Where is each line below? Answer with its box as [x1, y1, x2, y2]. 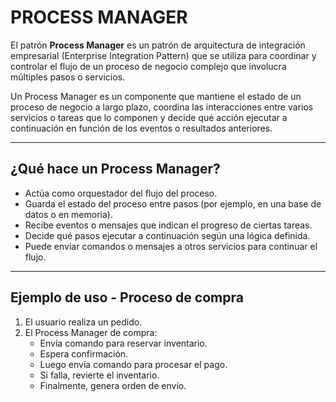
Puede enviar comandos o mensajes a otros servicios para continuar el [24, 240, 318, 252]
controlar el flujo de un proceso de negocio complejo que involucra [10, 60, 287, 72]
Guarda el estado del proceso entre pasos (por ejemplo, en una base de [24, 197, 322, 210]
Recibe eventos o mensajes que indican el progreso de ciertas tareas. [24, 219, 313, 231]
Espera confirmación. [39, 347, 129, 360]
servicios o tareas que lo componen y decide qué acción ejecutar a [10, 111, 288, 123]
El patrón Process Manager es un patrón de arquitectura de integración [10, 39, 306, 51]
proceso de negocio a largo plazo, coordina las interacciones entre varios [10, 101, 314, 113]
